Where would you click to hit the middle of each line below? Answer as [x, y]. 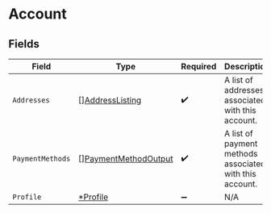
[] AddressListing [110, 100]
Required [199, 67]
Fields [24, 44]
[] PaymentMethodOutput [125, 159]
